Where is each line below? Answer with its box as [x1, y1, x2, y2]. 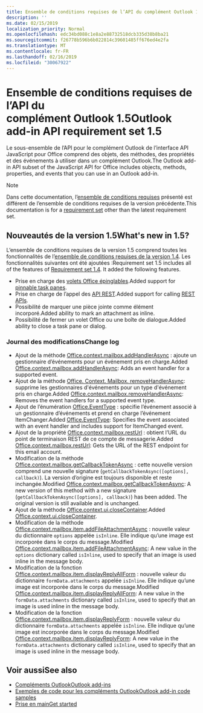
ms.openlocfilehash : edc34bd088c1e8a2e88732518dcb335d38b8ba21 [6, 32, 169, 38]
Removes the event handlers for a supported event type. [14, 396, 156, 403]
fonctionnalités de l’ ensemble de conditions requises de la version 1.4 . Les [6, 253, 191, 260]
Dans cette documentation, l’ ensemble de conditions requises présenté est [6, 193, 193, 201]
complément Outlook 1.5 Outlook [6, 111, 172, 125]
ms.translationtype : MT [6, 43, 66, 49]
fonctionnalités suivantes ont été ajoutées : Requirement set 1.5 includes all [6, 259, 192, 267]
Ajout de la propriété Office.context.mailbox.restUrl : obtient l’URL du [14, 428, 187, 436]
